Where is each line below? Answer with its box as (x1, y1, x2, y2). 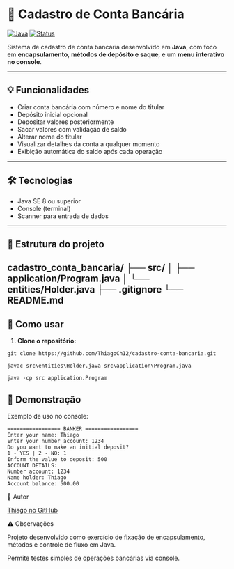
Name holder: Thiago (7, 474, 68, 481)
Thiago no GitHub (7, 506, 58, 514)
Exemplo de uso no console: (7, 412, 88, 420)
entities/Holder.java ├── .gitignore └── (7, 283, 184, 295)
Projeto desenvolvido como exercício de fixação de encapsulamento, (7, 533, 205, 541)
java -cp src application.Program (7, 375, 108, 382)
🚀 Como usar (7, 318, 64, 330)
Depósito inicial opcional (17, 110, 88, 118)
